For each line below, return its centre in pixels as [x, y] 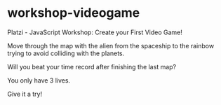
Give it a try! [25, 94]
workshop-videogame [74, 13]
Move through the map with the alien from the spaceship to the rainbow [111, 45]
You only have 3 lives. [39, 80]
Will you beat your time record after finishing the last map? [92, 66]
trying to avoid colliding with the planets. [66, 53]
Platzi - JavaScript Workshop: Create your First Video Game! [95, 32]
